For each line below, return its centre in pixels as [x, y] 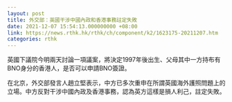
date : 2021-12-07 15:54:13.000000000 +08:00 [72, 26]
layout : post [26, 13]
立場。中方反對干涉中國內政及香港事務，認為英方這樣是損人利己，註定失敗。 [116, 92]
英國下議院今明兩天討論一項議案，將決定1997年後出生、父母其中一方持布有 [114, 60]
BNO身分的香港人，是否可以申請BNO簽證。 [69, 68]
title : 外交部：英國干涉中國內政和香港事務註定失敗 [72, 20]
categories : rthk [32, 39]
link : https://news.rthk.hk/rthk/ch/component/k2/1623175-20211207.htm [113, 33]
